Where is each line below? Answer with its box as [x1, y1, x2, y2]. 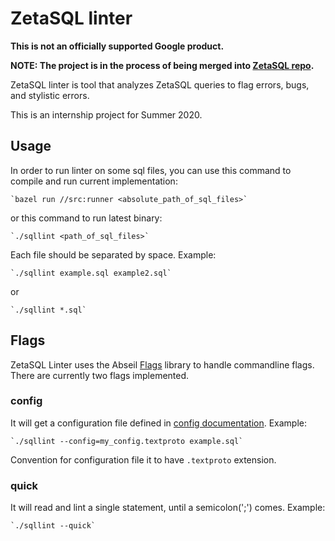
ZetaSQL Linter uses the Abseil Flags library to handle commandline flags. [10, 358, 315, 371]
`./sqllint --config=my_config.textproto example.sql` [10, 436, 244, 446]
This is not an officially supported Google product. [10, 40, 225, 52]
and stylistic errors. [10, 89, 90, 101]
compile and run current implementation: [10, 175, 178, 187]
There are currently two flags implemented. [10, 369, 190, 381]
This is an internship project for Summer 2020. [10, 108, 203, 121]
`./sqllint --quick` [10, 521, 97, 531]
